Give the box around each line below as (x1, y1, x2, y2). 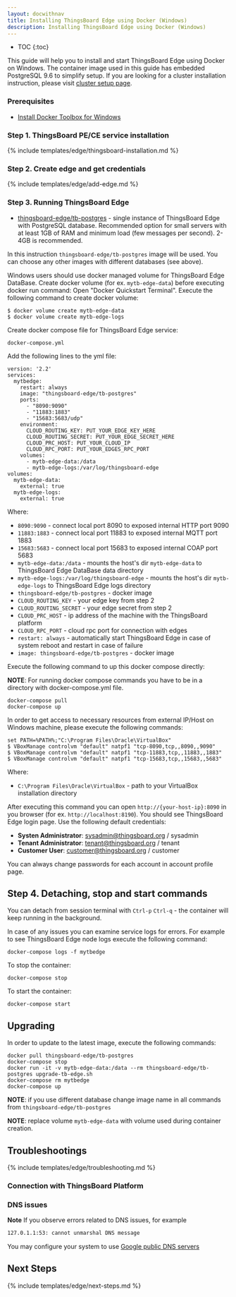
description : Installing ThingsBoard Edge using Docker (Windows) (7, 23, 206, 30)
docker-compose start (7, 1001, 71, 1008)
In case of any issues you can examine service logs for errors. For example (7, 927, 225, 936)
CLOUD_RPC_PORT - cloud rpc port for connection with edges (17, 626, 188, 634)
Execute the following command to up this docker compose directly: (7, 662, 206, 670)
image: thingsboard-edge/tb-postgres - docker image (17, 648, 175, 657)
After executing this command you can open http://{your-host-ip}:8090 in (7, 802, 227, 811)
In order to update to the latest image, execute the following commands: (7, 1039, 216, 1047)
